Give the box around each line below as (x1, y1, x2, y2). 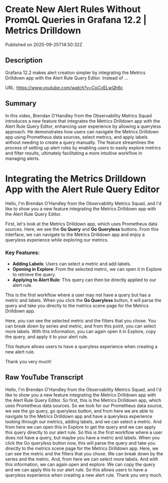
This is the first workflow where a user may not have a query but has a (5, 292, 151, 298)
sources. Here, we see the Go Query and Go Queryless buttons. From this (5, 226, 159, 232)
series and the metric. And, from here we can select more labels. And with (5, 456, 158, 462)
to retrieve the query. (12, 271, 56, 277)
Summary (5, 99, 37, 108)
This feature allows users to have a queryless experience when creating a (5, 343, 158, 349)
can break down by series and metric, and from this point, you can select (5, 323, 156, 329)
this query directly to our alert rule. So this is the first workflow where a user (5, 429, 163, 435)
